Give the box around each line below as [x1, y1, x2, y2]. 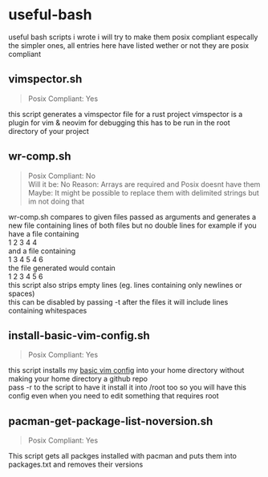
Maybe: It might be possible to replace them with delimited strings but [27, 188, 259, 197]
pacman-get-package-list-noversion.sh [8, 414, 213, 428]
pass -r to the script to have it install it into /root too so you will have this [8, 382, 247, 392]
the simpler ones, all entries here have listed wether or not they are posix [8, 40, 250, 50]
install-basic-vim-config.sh [8, 329, 150, 342]
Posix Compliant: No [27, 171, 96, 180]
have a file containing [8, 228, 79, 238]
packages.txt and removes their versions [8, 459, 144, 470]
